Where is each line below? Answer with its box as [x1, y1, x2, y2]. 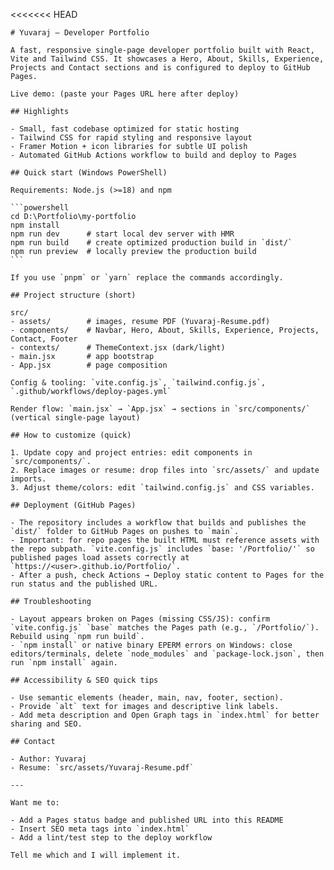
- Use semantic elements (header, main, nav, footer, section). [10, 693, 284, 703]
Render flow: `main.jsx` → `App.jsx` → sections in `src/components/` [10, 404, 311, 414]
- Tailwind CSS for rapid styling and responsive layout [10, 133, 253, 143]
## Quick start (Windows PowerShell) [10, 168, 168, 178]
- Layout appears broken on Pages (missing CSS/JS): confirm [10, 614, 271, 624]
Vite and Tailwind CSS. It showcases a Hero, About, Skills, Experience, [10, 54, 325, 64]
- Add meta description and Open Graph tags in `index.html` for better [10, 710, 320, 720]
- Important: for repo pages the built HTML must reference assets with [10, 535, 320, 545]
